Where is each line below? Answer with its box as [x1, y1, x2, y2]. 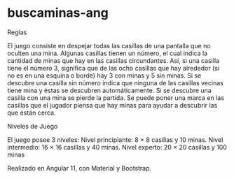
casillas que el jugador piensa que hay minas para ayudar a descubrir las [7, 101, 218, 109]
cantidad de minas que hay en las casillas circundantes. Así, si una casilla [7, 56, 219, 64]
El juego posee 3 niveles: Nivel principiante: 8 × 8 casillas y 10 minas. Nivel [7, 135, 223, 144]
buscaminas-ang [7, 5, 109, 21]
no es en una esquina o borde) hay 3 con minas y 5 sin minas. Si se [7, 71, 202, 80]
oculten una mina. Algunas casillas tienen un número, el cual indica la [7, 49, 208, 57]
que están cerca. [7, 108, 56, 117]
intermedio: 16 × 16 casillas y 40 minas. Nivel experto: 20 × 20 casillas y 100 [7, 143, 228, 151]
